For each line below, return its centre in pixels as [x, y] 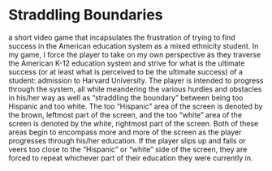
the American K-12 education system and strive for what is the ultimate [127, 63]
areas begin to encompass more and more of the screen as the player [125, 132]
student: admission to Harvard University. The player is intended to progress [136, 80]
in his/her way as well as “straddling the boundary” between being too [126, 97]
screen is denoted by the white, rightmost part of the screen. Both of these [134, 123]
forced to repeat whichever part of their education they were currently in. [131, 158]
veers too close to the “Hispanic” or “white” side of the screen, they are [128, 149]
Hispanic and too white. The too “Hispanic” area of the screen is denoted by [136, 106]
